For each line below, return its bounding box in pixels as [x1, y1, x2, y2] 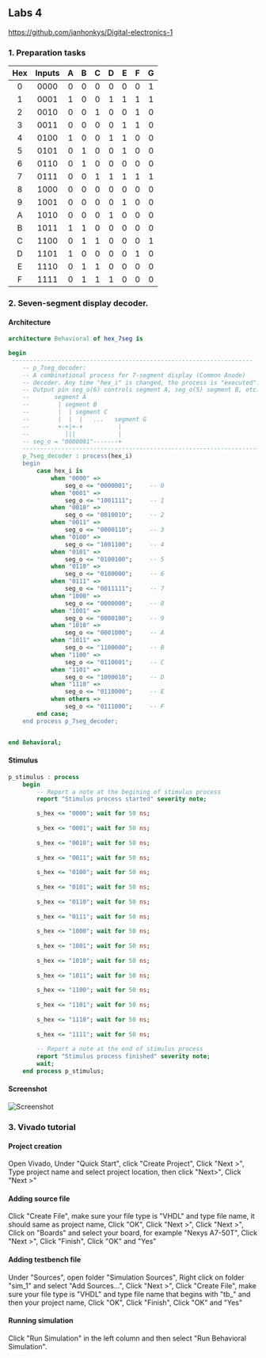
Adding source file [8, 1193, 70, 1203]
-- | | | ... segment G [22, 415, 147, 423]
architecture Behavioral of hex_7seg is [8, 335, 144, 343]
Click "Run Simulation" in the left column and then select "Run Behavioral [8, 1333, 247, 1343]
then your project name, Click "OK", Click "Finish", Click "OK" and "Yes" [8, 1298, 243, 1307]
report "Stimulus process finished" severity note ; [36, 1052, 211, 1060]
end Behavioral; [8, 738, 62, 747]
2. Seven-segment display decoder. [8, 298, 149, 309]
